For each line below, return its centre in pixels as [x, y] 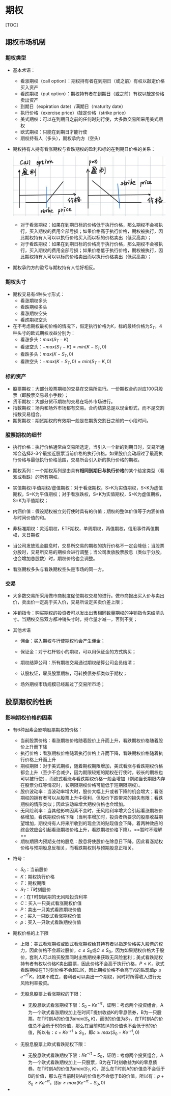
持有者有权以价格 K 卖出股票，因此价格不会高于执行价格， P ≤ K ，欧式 [92, 964]
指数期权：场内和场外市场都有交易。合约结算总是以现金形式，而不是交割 [88, 407]
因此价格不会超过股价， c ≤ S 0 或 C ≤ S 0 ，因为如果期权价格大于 [95, 951]
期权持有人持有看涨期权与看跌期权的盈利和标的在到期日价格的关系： [84, 149]
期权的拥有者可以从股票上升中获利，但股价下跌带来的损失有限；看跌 [92, 798]
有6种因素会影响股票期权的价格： [48, 730]
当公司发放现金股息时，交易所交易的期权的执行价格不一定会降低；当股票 [88, 546]
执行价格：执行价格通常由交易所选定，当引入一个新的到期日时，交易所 [86, 447]
